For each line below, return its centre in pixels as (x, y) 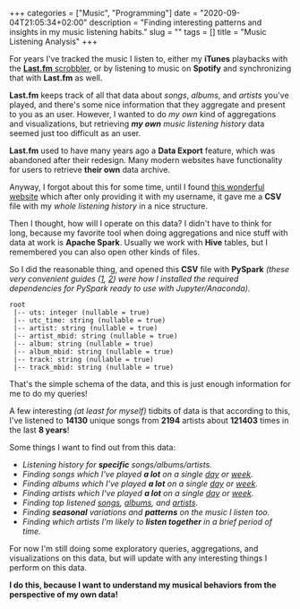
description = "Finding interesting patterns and (176, 22)
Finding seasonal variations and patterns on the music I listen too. (146, 512)
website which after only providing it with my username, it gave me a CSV (146, 197)
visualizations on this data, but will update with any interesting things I (138, 558)
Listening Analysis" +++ (54, 41)
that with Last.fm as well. (56, 78)
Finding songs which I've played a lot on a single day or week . (137, 474)
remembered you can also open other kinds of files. (104, 252)
